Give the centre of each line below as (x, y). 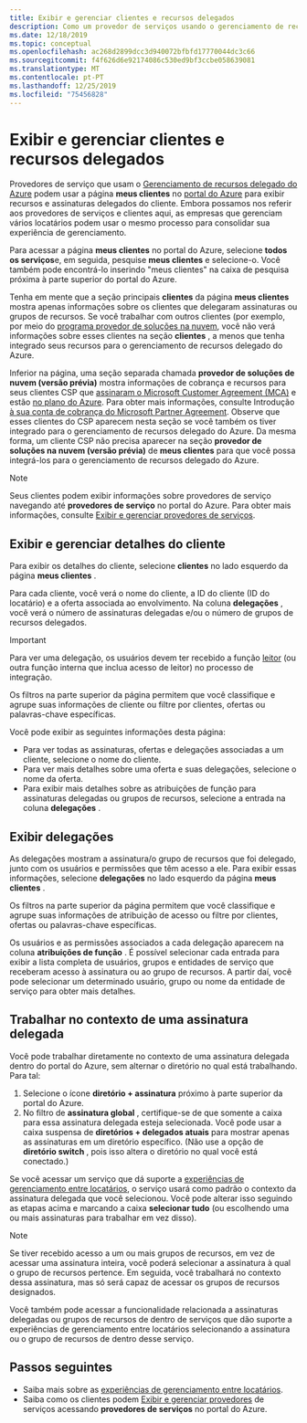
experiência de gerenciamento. (68, 233)
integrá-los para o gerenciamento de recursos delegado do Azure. (134, 460)
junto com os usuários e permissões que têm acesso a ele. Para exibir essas (153, 869)
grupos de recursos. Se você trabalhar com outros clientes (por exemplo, (148, 317)
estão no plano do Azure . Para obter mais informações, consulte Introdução (152, 402)
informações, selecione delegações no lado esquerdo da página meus (143, 879)
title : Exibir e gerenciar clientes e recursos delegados (122, 18)
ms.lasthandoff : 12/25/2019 (63, 86)
